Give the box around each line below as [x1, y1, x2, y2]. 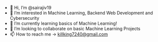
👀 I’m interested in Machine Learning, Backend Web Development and [9, 10, 153, 16]
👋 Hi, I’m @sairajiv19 [9, 5, 52, 10]
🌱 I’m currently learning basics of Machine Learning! [9, 20, 117, 26]
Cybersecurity [9, 15, 40, 21]
